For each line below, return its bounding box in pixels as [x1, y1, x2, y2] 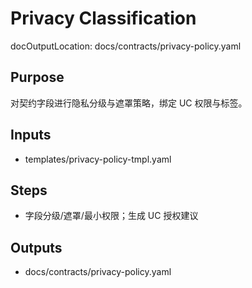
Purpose [10, 69, 65, 86]
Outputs [10, 239, 63, 256]
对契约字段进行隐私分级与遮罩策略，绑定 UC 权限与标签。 [10, 97, 248, 109]
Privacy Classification [10, 7, 197, 30]
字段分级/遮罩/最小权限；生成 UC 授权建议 [24, 210, 199, 222]
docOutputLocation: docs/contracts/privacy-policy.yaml [10, 40, 242, 52]
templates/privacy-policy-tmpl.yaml [24, 153, 172, 165]
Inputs [10, 127, 52, 144]
